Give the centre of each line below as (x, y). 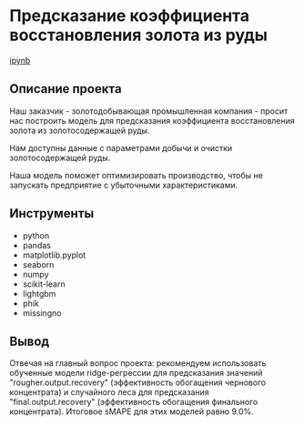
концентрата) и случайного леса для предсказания (109, 392)
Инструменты (52, 213)
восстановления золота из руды (139, 35)
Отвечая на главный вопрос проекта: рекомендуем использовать (138, 363)
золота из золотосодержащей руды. (80, 130)
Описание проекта (66, 89)
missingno (42, 313)
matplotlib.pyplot (54, 255)
